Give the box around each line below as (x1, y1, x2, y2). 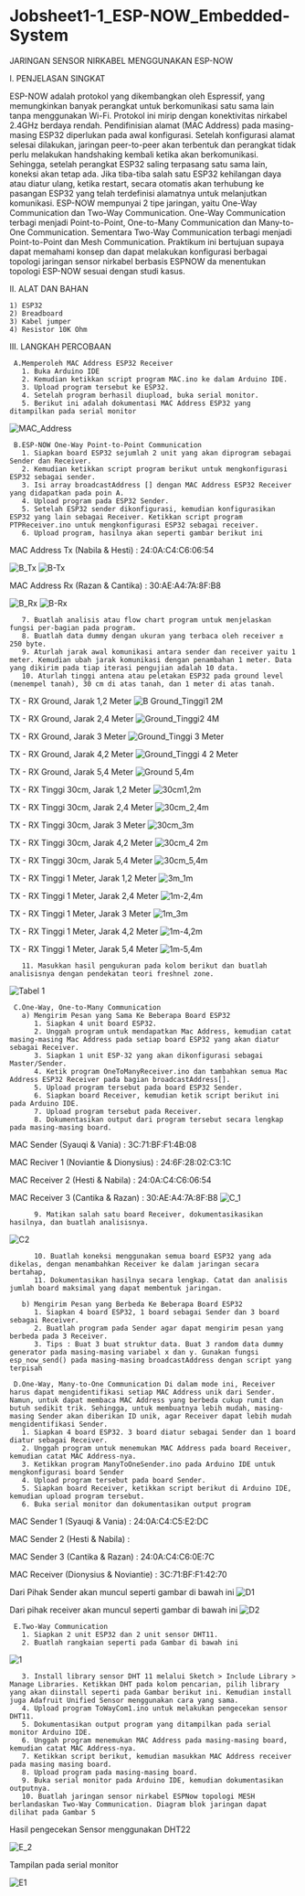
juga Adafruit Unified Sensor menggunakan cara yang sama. (9, 1696, 239, 1705)
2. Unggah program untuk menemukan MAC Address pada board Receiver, (21, 1443, 292, 1452)
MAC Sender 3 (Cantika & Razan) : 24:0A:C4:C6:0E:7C (9, 1551, 216, 1562)
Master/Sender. (9, 1058, 68, 1068)
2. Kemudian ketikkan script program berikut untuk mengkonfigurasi (21, 464, 288, 474)
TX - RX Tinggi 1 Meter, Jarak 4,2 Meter (9, 926, 159, 937)
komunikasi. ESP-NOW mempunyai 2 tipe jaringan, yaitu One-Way (9, 198, 258, 209)
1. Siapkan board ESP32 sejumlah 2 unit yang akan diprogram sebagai (21, 448, 292, 457)
